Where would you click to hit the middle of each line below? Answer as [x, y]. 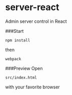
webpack [13, 59]
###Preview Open [24, 68]
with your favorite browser [33, 87]
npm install [18, 40]
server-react [32, 7]
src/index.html [21, 77]
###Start [15, 31]
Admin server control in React [36, 21]
